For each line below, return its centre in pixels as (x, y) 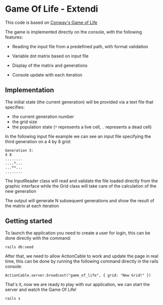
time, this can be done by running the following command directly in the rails (82, 261)
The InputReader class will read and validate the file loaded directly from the (81, 181)
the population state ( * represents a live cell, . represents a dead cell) (82, 127)
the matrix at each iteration (32, 206)
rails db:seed (19, 247)
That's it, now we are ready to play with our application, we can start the (77, 284)
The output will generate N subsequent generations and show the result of (80, 200)
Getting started (29, 221)
